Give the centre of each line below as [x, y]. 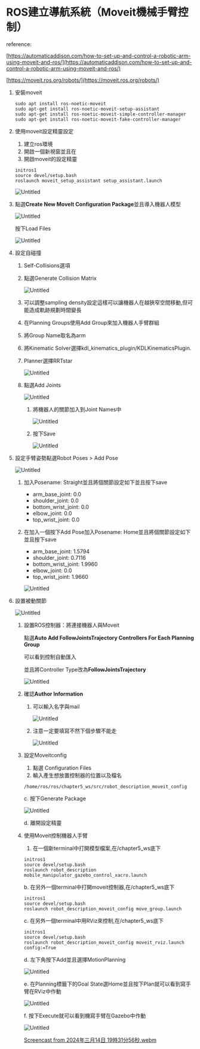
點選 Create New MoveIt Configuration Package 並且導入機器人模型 [98, 204]
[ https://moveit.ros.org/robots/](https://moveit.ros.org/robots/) [83, 80]
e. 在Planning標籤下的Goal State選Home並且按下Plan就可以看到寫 [105, 984]
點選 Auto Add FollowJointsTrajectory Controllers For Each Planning [109, 638]
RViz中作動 [48, 991]
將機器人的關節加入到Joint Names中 [77, 409]
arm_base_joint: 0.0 [57, 494]
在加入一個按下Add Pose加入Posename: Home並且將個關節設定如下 [107, 532]
